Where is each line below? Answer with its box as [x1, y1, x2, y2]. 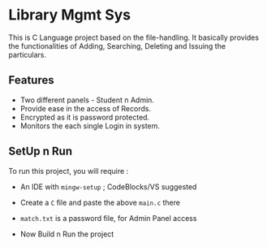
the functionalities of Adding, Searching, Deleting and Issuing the [8, 41, 226, 50]
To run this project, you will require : [8, 166, 129, 175]
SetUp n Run [8, 145, 73, 158]
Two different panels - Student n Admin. [19, 95, 154, 105]
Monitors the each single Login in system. [19, 120, 161, 131]
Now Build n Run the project [19, 229, 114, 239]
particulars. [8, 50, 47, 59]
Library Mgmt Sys [8, 6, 131, 24]
